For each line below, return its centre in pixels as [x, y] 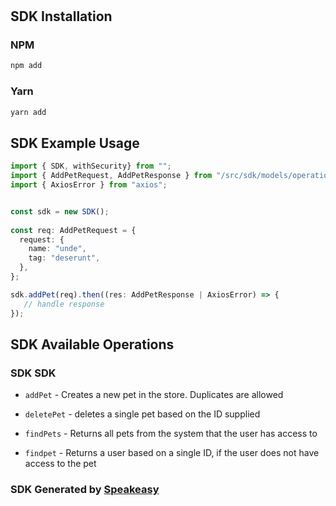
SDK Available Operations [92, 344]
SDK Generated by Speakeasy [85, 490]
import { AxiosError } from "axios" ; [89, 185]
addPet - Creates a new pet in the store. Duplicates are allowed [154, 395]
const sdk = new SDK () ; [60, 211]
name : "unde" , [57, 249]
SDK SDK [33, 373]
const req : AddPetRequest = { [73, 230]
